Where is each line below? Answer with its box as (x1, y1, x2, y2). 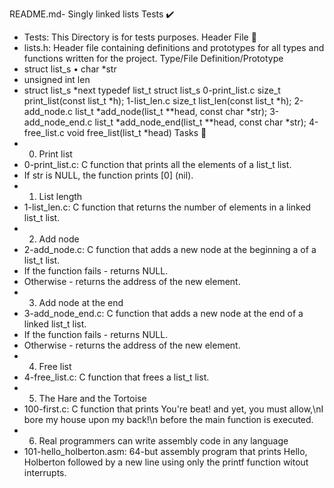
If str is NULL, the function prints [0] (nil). (23, 169, 194, 181)
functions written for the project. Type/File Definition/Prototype (23, 53, 284, 64)
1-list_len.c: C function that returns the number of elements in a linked (23, 201, 312, 213)
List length (38, 191, 83, 202)
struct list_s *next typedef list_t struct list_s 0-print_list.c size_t (23, 84, 281, 96)
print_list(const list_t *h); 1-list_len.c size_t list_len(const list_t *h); (23, 95, 292, 107)
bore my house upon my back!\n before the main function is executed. (23, 414, 314, 425)
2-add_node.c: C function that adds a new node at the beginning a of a (23, 244, 317, 255)
